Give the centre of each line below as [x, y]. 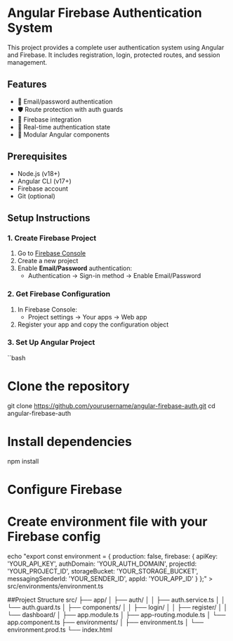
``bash [16, 357]
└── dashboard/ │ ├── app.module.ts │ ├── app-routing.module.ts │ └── [116, 614]
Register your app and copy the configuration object [93, 324]
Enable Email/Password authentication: [75, 268]
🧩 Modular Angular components [64, 134]
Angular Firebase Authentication [105, 13]
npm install [23, 461]
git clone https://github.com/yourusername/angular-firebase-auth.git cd [111, 405]
